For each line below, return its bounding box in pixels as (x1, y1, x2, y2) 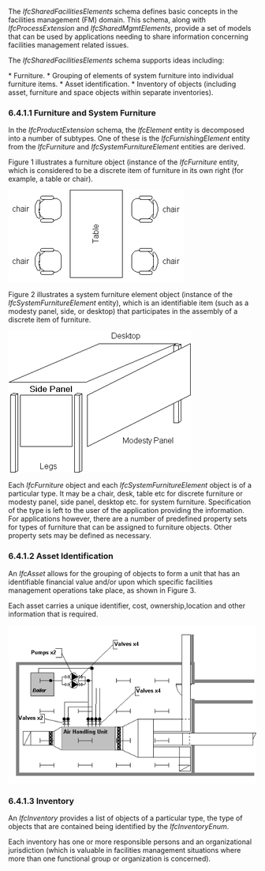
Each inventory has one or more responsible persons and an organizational (8, 837, 252, 846)
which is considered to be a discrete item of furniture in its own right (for (8, 166, 244, 175)
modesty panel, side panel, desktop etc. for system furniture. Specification (8, 497, 252, 507)
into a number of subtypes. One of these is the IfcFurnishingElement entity (8, 134, 251, 143)
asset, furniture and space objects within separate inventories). (8, 88, 214, 97)
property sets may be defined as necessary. (8, 531, 152, 541)
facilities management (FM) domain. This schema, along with (8, 15, 207, 25)
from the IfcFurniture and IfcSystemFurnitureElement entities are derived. (8, 142, 246, 152)
